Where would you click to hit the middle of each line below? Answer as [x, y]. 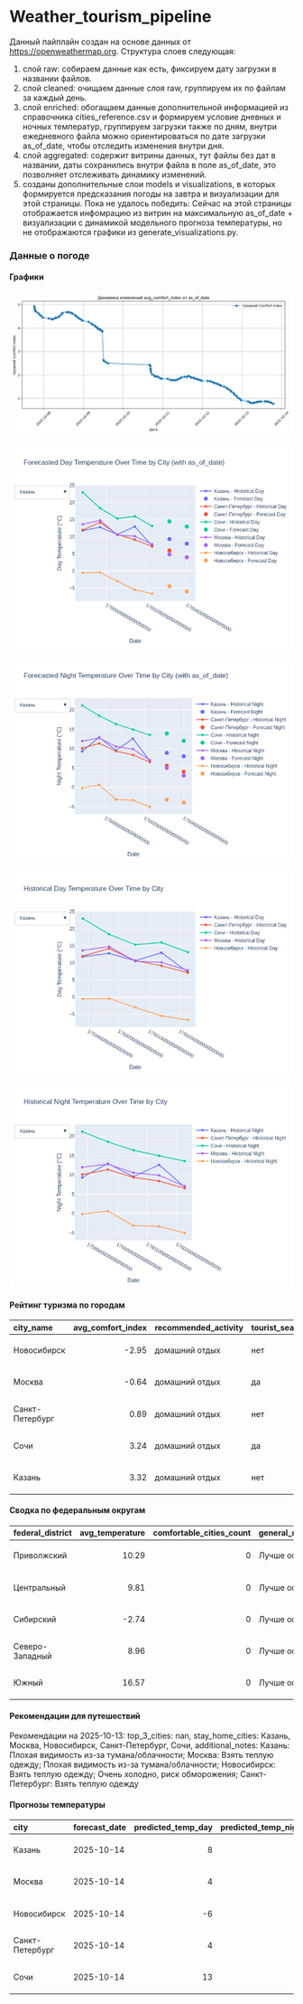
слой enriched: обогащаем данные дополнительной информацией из [155, 107]
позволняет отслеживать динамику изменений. [115, 175]
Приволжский [40, 1555]
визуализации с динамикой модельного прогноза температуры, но [152, 222]
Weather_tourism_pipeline [110, 17]
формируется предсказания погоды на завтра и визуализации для [151, 194]
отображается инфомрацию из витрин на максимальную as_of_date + [157, 213]
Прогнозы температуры [57, 1804]
